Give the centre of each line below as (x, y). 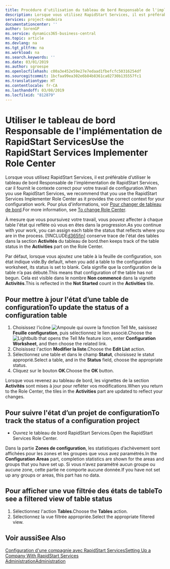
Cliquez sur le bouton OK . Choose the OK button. (63, 371)
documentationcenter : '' (31, 24)
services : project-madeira (34, 19)
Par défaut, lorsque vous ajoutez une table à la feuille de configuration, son (83, 257)
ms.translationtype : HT (30, 81)
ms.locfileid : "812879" (30, 95)
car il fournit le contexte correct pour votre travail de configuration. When (81, 188)
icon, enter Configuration (129, 338)
